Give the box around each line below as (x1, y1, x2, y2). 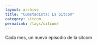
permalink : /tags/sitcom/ (5, 21, 59, 26)
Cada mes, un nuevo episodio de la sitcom (5, 35, 93, 41)
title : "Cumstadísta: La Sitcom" (5, 12, 75, 17)
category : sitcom (5, 16, 41, 21)
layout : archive (5, 7, 39, 12)
